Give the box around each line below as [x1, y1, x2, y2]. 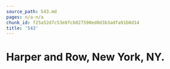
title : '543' [6, 25, 39, 31]
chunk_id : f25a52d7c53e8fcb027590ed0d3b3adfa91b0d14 [6, 19, 140, 25]
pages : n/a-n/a [6, 14, 44, 20]
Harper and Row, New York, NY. [6, 51, 165, 64]
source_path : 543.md [6, 8, 58, 15]
